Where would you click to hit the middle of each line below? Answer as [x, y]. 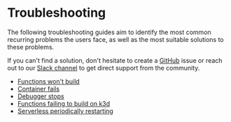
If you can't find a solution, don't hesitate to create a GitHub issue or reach [115, 60]
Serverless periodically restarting [65, 111]
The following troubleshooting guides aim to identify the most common [109, 32]
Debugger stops [41, 96]
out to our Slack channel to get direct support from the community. [104, 68]
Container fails [38, 89]
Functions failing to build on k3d [64, 103]
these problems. [31, 47]
